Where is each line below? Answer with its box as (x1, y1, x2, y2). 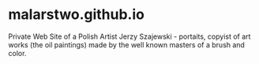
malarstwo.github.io (8, 6, 145, 24)
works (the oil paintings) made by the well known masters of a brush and (8, 40, 245, 49)
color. (8, 48, 27, 58)
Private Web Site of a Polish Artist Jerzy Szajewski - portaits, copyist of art (8, 32, 251, 41)
